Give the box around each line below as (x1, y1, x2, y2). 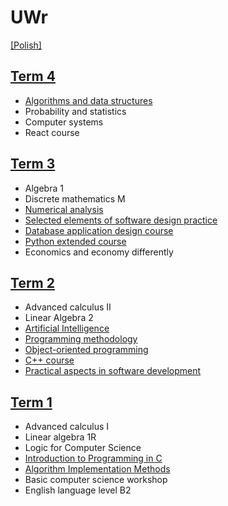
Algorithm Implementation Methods (24, 463, 171, 475)
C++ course (24, 354, 75, 366)
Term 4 (10, 68, 56, 85)
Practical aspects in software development (24, 365, 202, 377)
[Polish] (10, 39, 42, 51)
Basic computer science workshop (24, 474, 168, 486)
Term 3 (10, 156, 56, 173)
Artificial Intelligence (24, 322, 110, 335)
